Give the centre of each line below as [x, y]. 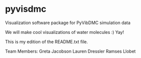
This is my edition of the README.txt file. [47, 42]
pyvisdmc [26, 9]
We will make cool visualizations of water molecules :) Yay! [65, 32]
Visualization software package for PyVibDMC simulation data [68, 23]
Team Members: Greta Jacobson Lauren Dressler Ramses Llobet [70, 51]
